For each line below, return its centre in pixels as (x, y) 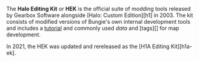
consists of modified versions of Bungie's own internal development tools (98, 22)
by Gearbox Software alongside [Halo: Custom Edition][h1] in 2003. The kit (100, 15)
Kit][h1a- (181, 46)
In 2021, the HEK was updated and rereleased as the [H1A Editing (88, 46)
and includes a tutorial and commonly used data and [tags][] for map (93, 28)
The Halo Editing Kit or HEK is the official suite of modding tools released (99, 9)
